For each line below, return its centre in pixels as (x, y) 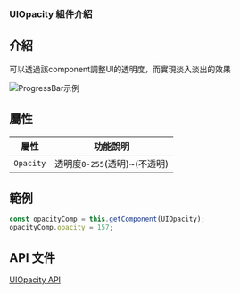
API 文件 (33, 258)
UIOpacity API (35, 280)
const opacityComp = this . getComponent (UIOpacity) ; (107, 219)
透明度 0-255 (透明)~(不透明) (112, 164)
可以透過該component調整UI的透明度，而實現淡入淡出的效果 (120, 69)
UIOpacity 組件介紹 (51, 13)
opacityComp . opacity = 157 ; (62, 228)
